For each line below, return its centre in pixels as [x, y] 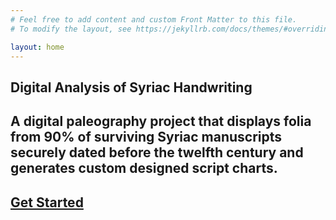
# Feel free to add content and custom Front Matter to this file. [154, 19]
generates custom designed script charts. [144, 168]
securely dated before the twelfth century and [157, 152]
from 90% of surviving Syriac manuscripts [146, 137]
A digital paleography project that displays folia [161, 121]
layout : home [37, 47]
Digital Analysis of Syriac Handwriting [131, 87]
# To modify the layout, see [71, 29]
